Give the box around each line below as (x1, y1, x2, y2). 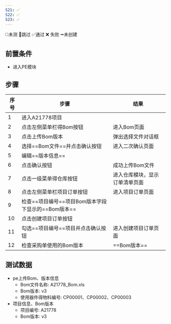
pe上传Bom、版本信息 (12, 275, 60, 281)
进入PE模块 (12, 64, 37, 70)
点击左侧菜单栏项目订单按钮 (21, 189, 88, 195)
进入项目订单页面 (112, 189, 154, 195)
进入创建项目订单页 (112, 225, 159, 231)
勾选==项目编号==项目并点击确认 (21, 225, 101, 231)
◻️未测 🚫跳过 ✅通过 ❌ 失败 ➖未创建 (5, 32, 77, 38)
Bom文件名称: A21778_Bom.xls (20, 281, 85, 287)
